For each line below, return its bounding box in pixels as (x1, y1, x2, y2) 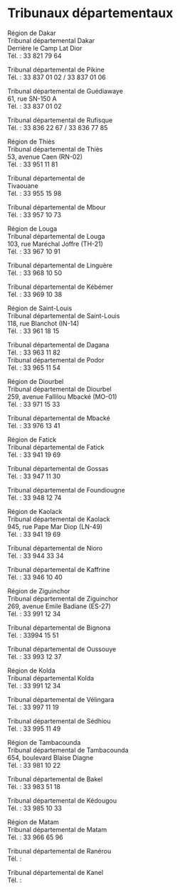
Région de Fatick (7, 435, 57, 444)
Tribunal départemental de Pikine (7, 65, 105, 74)
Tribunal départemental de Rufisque (7, 116, 113, 124)
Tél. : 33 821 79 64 (7, 51, 62, 60)
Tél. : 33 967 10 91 (7, 247, 60, 255)
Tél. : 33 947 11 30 (7, 472, 61, 480)
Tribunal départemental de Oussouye (7, 645, 117, 653)
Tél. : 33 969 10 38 (7, 290, 63, 298)
